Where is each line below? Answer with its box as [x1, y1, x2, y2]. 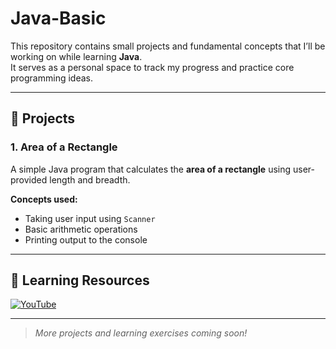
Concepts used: [10, 193, 78, 205]
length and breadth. [49, 173, 131, 186]
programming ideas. [10, 72, 93, 84]
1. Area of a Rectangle [10, 140, 118, 154]
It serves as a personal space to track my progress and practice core [10, 61, 295, 73]
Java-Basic [10, 7, 107, 30]
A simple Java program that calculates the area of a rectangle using [10, 163, 292, 175]
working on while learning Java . [10, 50, 143, 62]
